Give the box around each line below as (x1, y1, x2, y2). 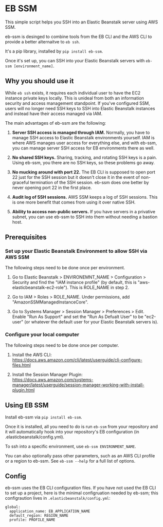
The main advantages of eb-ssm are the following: (5, 120, 106, 126)
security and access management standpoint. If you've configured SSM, (5, 100, 150, 106)
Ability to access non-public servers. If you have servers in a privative (12, 208, 156, 214)
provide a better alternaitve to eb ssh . (5, 38, 80, 44)
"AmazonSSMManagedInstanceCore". (12, 299, 89, 305)
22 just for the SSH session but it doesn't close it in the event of (12, 174, 140, 180)
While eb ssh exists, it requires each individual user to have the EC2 (5, 90, 141, 95)
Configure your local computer (5, 331, 79, 338)
